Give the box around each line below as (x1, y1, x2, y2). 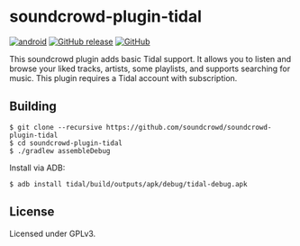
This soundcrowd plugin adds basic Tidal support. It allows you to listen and (9, 53, 292, 64)
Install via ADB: (9, 162, 66, 173)
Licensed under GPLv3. (9, 228, 96, 239)
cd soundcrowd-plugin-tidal (17, 138, 123, 148)
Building (9, 99, 57, 114)
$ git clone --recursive (9, 123, 103, 132)
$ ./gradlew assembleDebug (9, 146, 111, 155)
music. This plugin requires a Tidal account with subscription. (9, 72, 238, 83)
